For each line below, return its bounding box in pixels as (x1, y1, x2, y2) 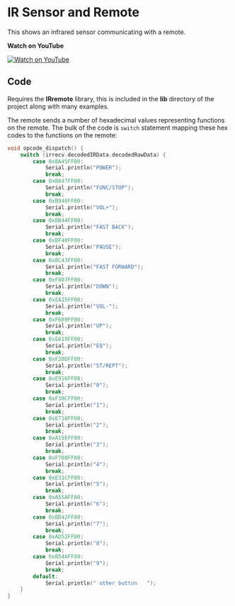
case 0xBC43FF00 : (33, 257, 84, 264)
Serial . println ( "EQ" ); (45, 342, 113, 349)
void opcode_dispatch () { (7, 145, 84, 152)
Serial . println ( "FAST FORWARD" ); (45, 263, 144, 270)
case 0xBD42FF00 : (33, 513, 84, 521)
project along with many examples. (7, 102, 110, 111)
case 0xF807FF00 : (33, 276, 84, 284)
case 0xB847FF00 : (33, 178, 84, 185)
